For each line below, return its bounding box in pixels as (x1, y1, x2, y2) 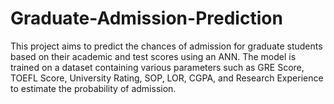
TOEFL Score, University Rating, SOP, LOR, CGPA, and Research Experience (10, 72, 324, 84)
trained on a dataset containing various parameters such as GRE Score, (10, 61, 305, 73)
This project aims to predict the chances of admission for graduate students (10, 40, 323, 52)
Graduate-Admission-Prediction (10, 7, 283, 30)
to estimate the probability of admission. (10, 82, 177, 94)
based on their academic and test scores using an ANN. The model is (10, 50, 297, 62)
